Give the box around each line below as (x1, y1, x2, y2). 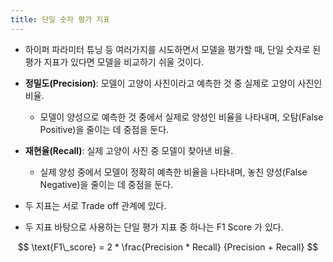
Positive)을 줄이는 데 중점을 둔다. (39, 123, 170, 135)
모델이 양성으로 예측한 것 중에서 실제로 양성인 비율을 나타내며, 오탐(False (39, 111, 324, 123)
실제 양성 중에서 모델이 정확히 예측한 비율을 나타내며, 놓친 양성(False (39, 166, 308, 178)
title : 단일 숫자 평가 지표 (10, 14, 111, 25)
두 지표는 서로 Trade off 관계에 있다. (24, 199, 167, 211)
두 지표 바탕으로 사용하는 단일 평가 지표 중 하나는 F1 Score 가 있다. (24, 221, 284, 233)
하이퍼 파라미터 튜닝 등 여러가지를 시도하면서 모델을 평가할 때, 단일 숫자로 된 (24, 43, 322, 55)
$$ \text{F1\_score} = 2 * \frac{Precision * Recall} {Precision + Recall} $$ (17, 241, 319, 253)
